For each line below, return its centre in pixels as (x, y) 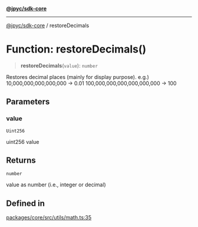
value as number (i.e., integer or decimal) (56, 185)
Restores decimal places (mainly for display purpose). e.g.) (77, 77)
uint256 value (23, 142)
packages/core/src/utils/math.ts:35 (49, 218)
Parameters (28, 102)
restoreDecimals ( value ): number (59, 65)
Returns (21, 161)
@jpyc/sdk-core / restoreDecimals (48, 25)
